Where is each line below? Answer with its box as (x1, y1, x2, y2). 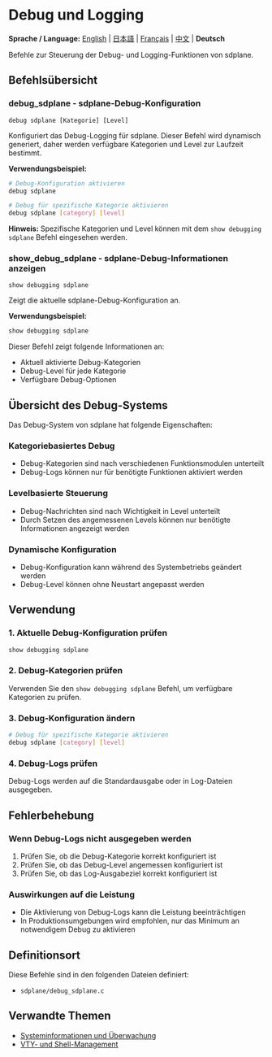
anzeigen (8, 263, 46, 274)
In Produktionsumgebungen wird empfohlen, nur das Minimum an (19, 916, 240, 926)
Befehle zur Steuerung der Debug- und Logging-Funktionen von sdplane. (8, 50, 254, 59)
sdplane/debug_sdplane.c (19, 987, 105, 995)
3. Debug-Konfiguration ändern (8, 712, 136, 724)
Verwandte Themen (8, 1009, 111, 1023)
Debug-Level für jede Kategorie (19, 366, 127, 376)
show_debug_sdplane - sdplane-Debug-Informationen (8, 253, 229, 264)
